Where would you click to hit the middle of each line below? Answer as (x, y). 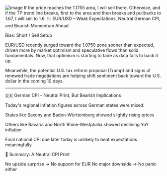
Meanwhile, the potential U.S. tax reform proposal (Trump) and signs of (78, 70)
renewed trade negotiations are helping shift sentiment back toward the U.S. (83, 76)
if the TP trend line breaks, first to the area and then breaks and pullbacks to (83, 13)
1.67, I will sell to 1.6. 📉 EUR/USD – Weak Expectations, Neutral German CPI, (83, 18)
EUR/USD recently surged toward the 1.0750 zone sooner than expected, (80, 45)
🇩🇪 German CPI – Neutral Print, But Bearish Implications (63, 95)
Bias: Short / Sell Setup (29, 35)
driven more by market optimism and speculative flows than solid (72, 50)
